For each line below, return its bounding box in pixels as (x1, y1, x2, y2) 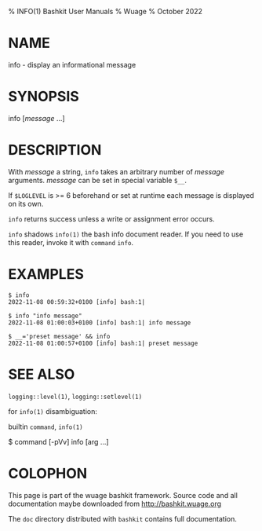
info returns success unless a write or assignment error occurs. (8, 214, 216, 223)
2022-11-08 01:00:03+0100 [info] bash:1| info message (8, 318, 191, 327)
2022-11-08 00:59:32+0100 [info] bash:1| (8, 298, 146, 306)
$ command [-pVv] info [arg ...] (8, 437, 109, 446)
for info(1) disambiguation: (8, 406, 98, 416)
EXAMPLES (8, 265, 84, 283)
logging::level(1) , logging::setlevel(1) (8, 391, 143, 401)
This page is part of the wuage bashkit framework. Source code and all (8, 490, 238, 500)
